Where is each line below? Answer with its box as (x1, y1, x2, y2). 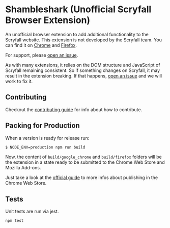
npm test (5, 218, 24, 223)
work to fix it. (5, 78, 33, 84)
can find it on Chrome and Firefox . (5, 42, 77, 48)
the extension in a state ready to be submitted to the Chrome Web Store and (5, 159, 165, 165)
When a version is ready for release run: (5, 135, 90, 141)
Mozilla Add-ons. (5, 165, 41, 171)
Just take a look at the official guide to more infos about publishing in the (5, 174, 158, 181)
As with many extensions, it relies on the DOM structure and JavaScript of (5, 62, 160, 68)
